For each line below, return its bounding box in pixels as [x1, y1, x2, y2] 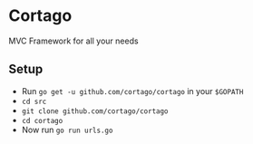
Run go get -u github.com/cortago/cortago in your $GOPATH [21, 85, 244, 96]
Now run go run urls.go [21, 124, 113, 135]
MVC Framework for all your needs [8, 35, 139, 46]
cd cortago [21, 116, 63, 125]
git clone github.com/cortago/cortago [21, 106, 169, 116]
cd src [21, 97, 47, 106]
